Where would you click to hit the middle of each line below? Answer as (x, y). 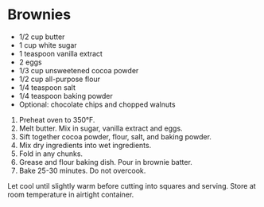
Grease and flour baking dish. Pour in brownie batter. (105, 162)
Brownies (39, 15)
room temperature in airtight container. (71, 194)
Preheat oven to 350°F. (57, 119)
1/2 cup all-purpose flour (60, 79)
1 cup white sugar (48, 45)
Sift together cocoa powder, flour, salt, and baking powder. (115, 136)
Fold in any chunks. (51, 154)
